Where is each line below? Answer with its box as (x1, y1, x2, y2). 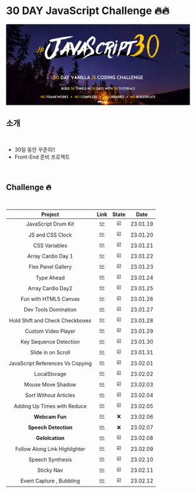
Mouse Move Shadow (24, 381, 77, 388)
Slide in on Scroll (30, 349, 71, 356)
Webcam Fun (34, 413, 67, 420)
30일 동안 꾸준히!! (14, 146, 55, 153)
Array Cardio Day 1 (27, 253, 73, 260)
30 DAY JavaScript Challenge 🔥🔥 (6, 4, 170, 18)
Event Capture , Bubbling (20, 477, 80, 484)
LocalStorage (34, 370, 66, 377)
